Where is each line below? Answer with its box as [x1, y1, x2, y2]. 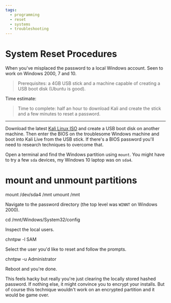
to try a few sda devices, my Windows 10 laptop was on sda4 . [5, 157, 133, 163]
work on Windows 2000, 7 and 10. [5, 71, 77, 77]
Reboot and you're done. [5, 266, 58, 272]
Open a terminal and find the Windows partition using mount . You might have [5, 151, 165, 158]
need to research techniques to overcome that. [5, 142, 104, 148]
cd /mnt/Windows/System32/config [5, 217, 80, 223]
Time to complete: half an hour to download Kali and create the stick [17, 105, 161, 112]
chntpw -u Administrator [5, 256, 57, 262]
